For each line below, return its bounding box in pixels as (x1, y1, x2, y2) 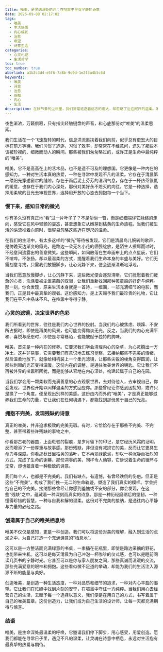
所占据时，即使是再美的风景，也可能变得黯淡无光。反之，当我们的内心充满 (5, 327, 154, 333)
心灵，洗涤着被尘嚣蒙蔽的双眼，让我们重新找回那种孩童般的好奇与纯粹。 (13, 278, 158, 284)
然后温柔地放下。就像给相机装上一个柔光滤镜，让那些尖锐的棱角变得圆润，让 (5, 356, 158, 362)
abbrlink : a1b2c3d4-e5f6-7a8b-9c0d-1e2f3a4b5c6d (5, 70, 105, 75)
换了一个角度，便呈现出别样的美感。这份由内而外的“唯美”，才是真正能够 (9, 391, 154, 396)
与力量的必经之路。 (5, 503, 44, 509)
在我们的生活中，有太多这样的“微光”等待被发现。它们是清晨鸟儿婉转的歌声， (5, 238, 158, 243)
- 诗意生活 (9, 43, 29, 48)
